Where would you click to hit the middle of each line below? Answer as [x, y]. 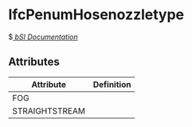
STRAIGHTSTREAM [49, 111]
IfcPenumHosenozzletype [96, 15]
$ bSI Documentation [43, 37]
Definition [112, 84]
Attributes [34, 62]
